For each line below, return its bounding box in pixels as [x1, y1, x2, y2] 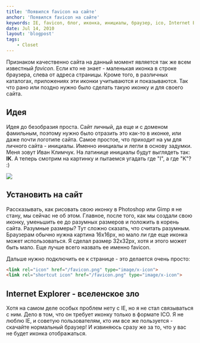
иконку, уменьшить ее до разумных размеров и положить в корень [6, 218, 179, 225]
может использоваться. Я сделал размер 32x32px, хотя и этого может [6, 237, 187, 245]
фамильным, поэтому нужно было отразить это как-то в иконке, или [6, 129, 182, 137]
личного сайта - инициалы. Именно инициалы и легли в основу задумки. [6, 142, 192, 149]
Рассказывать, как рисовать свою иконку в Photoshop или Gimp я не [6, 205, 183, 212]
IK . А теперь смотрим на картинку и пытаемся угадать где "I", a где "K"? [6, 154, 192, 162]
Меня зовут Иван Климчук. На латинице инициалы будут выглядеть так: [6, 149, 190, 156]
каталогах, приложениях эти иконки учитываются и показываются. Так [6, 77, 189, 84]
